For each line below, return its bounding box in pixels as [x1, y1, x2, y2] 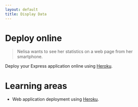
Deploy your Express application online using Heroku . [5, 63, 113, 69]
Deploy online [5, 33, 62, 44]
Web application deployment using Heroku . [12, 96, 99, 102]
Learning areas [5, 80, 67, 91]
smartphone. [17, 54, 43, 60]
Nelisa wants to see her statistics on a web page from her [17, 49, 133, 54]
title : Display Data [5, 12, 47, 17]
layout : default [5, 7, 38, 12]
